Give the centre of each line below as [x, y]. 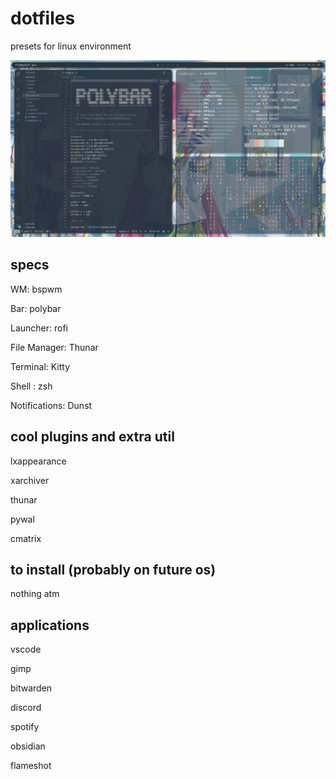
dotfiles [43, 18]
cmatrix [26, 538]
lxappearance [38, 461]
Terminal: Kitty [40, 366]
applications [50, 625]
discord [26, 708]
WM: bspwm [36, 289]
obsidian [28, 746]
